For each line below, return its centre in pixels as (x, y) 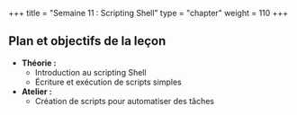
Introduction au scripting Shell (90, 72)
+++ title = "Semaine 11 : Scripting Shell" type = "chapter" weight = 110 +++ (148, 13)
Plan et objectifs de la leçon (87, 41)
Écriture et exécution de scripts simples (108, 82)
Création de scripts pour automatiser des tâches (125, 101)
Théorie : (39, 63)
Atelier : (36, 91)
